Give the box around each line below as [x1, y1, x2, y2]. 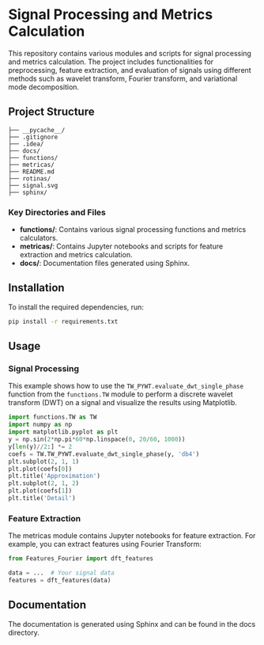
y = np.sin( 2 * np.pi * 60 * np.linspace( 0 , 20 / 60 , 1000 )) [8, 435, 186, 444]
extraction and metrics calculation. [19, 250, 133, 260]
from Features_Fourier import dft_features [8, 555, 154, 563]
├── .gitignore [8, 133, 58, 141]
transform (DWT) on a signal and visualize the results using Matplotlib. [8, 398, 237, 408]
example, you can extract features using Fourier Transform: [8, 540, 202, 549]
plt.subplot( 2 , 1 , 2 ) [8, 480, 80, 488]
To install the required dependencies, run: [8, 302, 145, 312]
